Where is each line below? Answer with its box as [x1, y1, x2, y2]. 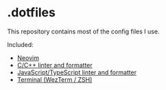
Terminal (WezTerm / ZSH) [16, 75, 93, 83]
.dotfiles [7, 5, 56, 20]
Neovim [16, 53, 40, 62]
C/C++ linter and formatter [16, 61, 93, 69]
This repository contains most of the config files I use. [7, 27, 160, 35]
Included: [7, 40, 34, 48]
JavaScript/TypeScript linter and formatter [16, 68, 137, 76]
